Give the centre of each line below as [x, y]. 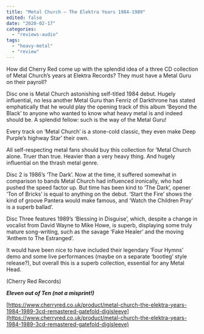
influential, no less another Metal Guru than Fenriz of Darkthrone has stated [101, 100]
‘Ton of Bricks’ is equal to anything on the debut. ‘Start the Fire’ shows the [99, 194]
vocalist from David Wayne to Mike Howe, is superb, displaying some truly [99, 225]
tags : [13, 40]
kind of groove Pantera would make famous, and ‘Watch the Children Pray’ [100, 200]
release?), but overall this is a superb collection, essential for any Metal [95, 263]
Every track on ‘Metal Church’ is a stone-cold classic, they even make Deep [101, 131]
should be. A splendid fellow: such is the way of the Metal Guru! [86, 119]
